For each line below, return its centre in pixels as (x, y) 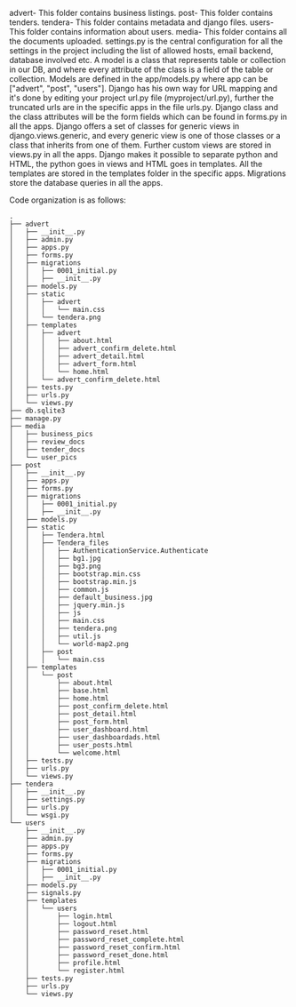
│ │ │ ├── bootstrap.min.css (75, 574)
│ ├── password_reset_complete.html (105, 939)
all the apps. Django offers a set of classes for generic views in (124, 126)
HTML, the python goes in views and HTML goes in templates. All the (136, 164)
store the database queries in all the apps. (86, 183)
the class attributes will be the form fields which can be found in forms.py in (148, 116)
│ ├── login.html (69, 916)
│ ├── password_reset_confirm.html (103, 947)
